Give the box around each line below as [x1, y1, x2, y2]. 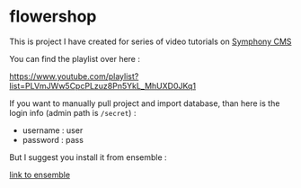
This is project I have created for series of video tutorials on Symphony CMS [9, 36, 292, 47]
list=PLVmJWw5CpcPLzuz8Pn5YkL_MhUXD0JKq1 [9, 80, 196, 91]
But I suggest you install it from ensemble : [9, 151, 168, 163]
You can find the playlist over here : [9, 53, 141, 64]
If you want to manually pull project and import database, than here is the [9, 97, 280, 109]
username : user [22, 124, 84, 136]
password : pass [22, 134, 84, 145]
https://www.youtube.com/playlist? [9, 70, 139, 82]
